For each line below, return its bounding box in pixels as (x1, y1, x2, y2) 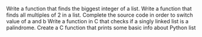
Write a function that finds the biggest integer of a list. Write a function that (6, 5, 192, 12)
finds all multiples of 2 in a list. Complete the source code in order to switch (6, 11, 194, 18)
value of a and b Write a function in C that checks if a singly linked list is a (6, 18, 189, 24)
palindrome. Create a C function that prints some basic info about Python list (6, 24, 196, 31)
